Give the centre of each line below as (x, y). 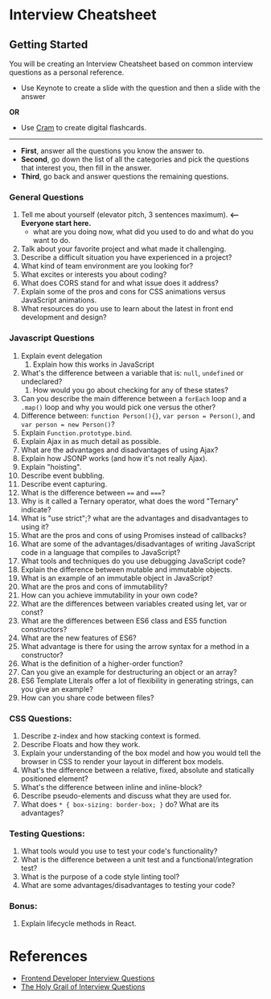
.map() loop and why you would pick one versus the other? (118, 407)
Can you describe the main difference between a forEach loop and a (133, 398)
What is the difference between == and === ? (93, 492)
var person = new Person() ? (68, 424)
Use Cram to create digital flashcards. (84, 127)
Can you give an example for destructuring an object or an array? (129, 672)
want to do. (51, 240)
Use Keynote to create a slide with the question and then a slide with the (140, 88)
